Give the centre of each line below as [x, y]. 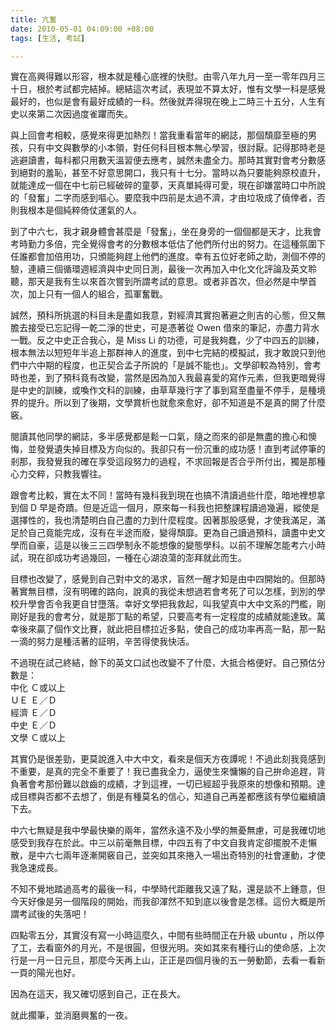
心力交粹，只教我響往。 [58, 474]
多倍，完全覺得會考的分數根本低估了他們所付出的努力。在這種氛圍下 [185, 244]
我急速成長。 [36, 868]
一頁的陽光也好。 [45, 973]
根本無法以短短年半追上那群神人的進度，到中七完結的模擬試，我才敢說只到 [163, 353]
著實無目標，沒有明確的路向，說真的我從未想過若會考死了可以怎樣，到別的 [163, 592]
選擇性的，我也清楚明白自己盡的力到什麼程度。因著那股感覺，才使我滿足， [163, 520]
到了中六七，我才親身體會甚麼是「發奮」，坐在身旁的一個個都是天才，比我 [161, 232]
